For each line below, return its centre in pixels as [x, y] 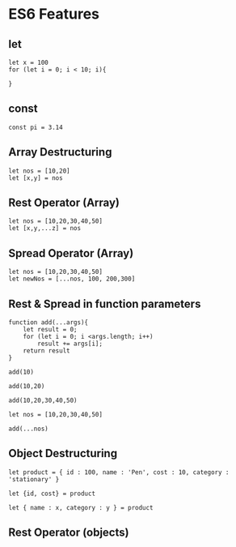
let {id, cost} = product [52, 494]
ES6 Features [54, 14]
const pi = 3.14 [36, 127]
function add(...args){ [48, 323]
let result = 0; [51, 330]
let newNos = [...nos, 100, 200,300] [72, 279]
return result [46, 351]
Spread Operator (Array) [71, 253]
